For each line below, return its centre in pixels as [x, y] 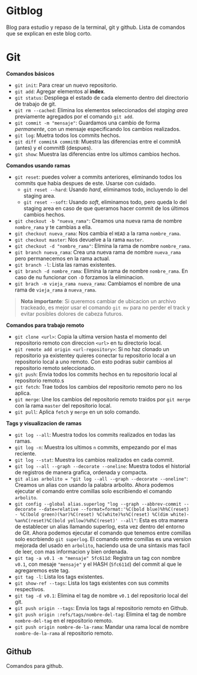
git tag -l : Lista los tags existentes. [59, 576]
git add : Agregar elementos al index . [60, 91]
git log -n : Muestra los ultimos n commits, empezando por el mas [96, 447]
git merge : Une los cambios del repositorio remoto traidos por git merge [102, 399]
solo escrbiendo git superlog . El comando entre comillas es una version [103, 539]
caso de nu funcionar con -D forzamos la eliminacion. [79, 277]
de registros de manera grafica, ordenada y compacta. [81, 472]
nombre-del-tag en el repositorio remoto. [64, 620]
